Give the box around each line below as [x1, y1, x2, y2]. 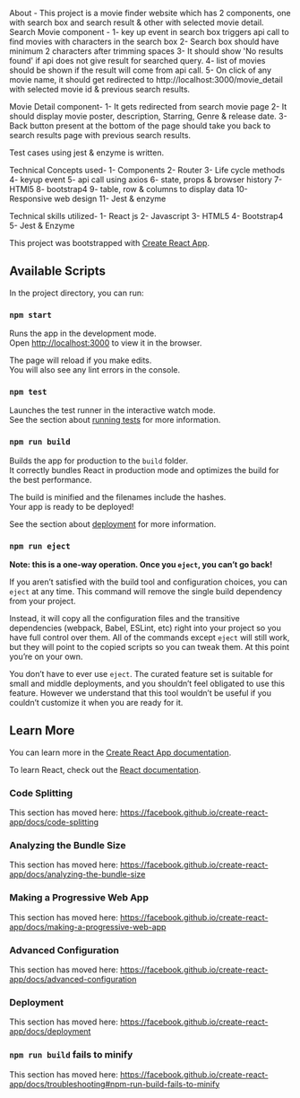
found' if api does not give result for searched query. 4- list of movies [9, 56, 266, 66]
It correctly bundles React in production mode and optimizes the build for [9, 464, 279, 475]
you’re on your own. [9, 651, 83, 662]
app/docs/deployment [9, 1026, 91, 1037]
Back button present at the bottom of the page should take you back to [9, 120, 271, 131]
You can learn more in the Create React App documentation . [9, 747, 232, 758]
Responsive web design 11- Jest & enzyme [9, 193, 167, 204]
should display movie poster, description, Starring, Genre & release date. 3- [9, 111, 288, 121]
